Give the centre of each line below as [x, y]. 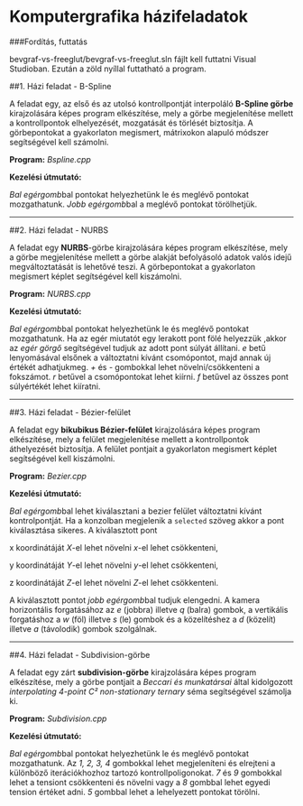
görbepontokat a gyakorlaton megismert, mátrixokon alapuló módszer [139, 132]
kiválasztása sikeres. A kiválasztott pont [83, 530]
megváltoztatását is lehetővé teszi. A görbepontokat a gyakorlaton [133, 266]
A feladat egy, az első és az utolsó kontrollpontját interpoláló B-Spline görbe [151, 103]
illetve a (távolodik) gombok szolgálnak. [83, 628]
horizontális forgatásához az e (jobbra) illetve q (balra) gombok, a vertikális [149, 609]
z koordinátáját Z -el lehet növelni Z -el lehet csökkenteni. [114, 582]
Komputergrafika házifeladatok [129, 17]
